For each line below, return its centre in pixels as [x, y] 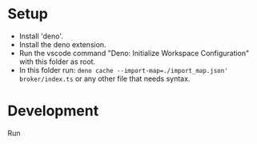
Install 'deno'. [41, 36]
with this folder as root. [57, 62]
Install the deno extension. [62, 44]
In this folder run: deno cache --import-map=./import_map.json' [124, 70]
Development [53, 111]
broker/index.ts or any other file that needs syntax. [104, 78]
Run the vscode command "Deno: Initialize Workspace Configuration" [134, 53]
